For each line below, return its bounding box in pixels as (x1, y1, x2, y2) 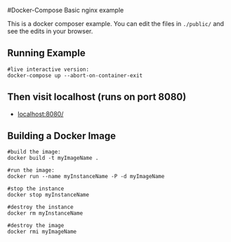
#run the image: (7, 167, 55, 174)
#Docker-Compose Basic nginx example (7, 6, 124, 14)
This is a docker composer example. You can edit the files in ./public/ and (7, 20, 225, 27)
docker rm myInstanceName (7, 210, 83, 217)
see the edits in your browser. (7, 27, 93, 35)
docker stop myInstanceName (7, 191, 90, 199)
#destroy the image (7, 222, 65, 229)
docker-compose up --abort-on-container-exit (7, 72, 143, 79)
